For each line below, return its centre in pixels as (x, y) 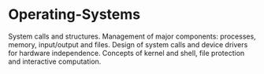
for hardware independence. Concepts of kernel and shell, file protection (126, 53)
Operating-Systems (74, 15)
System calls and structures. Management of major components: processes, (132, 36)
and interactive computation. (55, 61)
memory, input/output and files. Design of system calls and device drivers (128, 44)
